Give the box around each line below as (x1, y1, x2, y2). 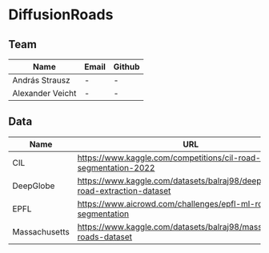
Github (113, 62, 140, 72)
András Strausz (12, 74, 70, 86)
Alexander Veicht (12, 88, 77, 98)
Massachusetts (12, 226, 70, 237)
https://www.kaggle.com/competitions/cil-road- (77, 152, 262, 163)
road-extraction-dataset (77, 185, 171, 196)
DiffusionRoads (8, 6, 114, 24)
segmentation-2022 (77, 162, 155, 173)
